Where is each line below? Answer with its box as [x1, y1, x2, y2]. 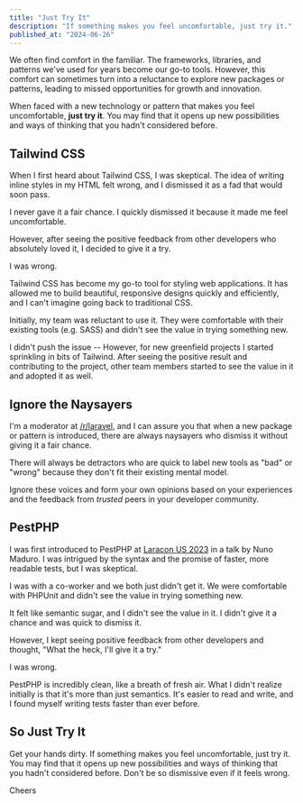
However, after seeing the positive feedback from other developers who [9, 233, 277, 244]
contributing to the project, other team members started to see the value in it [9, 361, 294, 372]
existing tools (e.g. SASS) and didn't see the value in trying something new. [9, 324, 289, 335]
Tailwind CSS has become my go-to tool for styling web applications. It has [9, 278, 289, 289]
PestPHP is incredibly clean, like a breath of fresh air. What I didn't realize [9, 679, 282, 689]
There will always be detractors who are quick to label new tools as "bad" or [9, 457, 293, 468]
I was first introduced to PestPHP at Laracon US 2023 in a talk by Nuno [9, 543, 273, 554]
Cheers [9, 785, 37, 796]
